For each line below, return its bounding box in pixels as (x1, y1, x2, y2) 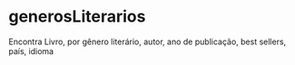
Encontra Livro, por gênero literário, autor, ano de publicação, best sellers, (8, 36, 287, 47)
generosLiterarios (8, 6, 146, 27)
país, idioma (8, 45, 54, 56)
